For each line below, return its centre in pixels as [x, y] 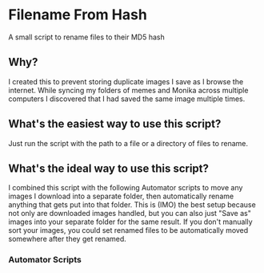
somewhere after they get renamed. [67, 239]
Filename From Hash [78, 15]
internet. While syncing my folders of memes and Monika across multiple [128, 90]
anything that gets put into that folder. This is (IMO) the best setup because [132, 205]
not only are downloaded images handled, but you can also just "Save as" [130, 214]
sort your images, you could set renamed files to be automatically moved [128, 230]
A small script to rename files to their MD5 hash [87, 37]
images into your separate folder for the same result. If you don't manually [131, 222]
